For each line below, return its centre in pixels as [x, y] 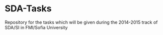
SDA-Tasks [28, 9]
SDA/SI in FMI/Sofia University [36, 27]
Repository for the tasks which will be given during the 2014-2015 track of [81, 22]
